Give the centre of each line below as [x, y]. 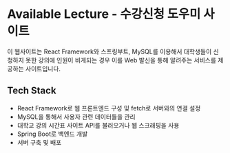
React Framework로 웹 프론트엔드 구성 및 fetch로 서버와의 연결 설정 [109, 108]
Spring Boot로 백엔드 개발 [52, 134]
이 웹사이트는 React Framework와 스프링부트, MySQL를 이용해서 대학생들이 [109, 51]
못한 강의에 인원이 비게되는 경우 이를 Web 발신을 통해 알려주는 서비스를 [121, 60]
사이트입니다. [43, 69]
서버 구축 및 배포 [39, 142]
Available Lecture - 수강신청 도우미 [104, 14]
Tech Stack [32, 91]
